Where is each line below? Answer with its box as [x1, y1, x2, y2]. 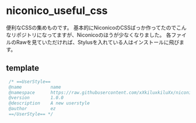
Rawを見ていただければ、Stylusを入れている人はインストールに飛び [16, 38, 180, 45]
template [6, 63, 40, 73]
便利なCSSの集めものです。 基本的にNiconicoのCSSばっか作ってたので [6, 24, 177, 31]
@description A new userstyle [8, 100, 90, 106]
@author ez [8, 106, 57, 112]
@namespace [8, 89, 35, 96]
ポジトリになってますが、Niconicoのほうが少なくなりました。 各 [16, 31, 171, 38]
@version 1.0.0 [8, 95, 64, 101]
